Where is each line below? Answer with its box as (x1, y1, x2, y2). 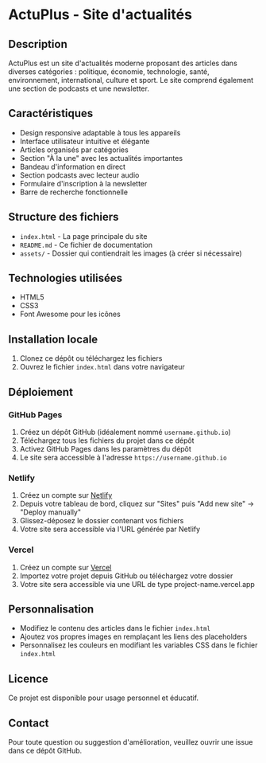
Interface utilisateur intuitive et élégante (19, 136, 150, 146)
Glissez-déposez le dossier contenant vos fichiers (19, 516, 184, 526)
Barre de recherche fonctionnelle (19, 187, 129, 197)
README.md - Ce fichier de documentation (19, 240, 153, 249)
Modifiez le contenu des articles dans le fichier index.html (19, 624, 211, 633)
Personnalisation (8, 602, 94, 616)
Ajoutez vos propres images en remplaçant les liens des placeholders (19, 632, 248, 642)
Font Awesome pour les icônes (19, 309, 121, 319)
